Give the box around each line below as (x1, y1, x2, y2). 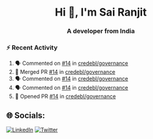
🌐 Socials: (6, 110, 46, 120)
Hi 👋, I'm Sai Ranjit (55, 5, 147, 19)
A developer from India (67, 27, 135, 36)
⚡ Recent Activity (6, 43, 58, 52)
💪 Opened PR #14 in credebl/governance (14, 93, 116, 100)
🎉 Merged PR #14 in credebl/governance (14, 69, 116, 76)
